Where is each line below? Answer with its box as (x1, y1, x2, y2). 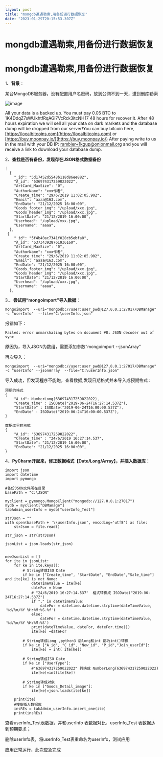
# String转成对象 (23, 680, 55, 685)
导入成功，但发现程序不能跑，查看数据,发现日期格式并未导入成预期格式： (5, 377, 153, 383)
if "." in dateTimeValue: (31, 599, 84, 604)
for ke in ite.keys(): (14, 563, 60, 568)
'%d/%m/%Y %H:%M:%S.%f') (5, 607, 56, 612)
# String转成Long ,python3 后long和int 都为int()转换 (23, 638, 129, 643)
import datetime (5, 472, 38, 477)
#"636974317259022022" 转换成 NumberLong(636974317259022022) (31, 666, 159, 671)
